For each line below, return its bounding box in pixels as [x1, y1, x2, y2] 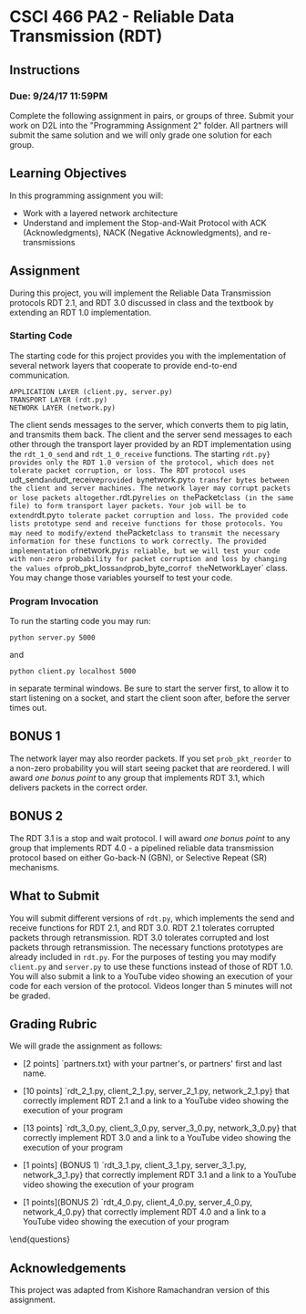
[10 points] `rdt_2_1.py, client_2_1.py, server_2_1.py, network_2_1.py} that [22, 1086, 290, 1097]
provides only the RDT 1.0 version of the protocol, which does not [9, 458, 275, 467]
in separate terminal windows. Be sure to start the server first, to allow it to [9, 683, 290, 694]
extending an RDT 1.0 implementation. [9, 307, 152, 318]
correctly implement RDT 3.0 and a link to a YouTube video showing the [22, 1132, 291, 1143]
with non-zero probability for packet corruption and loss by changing [9, 554, 287, 563]
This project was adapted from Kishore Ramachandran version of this [9, 1285, 270, 1296]
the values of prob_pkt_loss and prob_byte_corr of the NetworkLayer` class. [9, 562, 289, 573]
